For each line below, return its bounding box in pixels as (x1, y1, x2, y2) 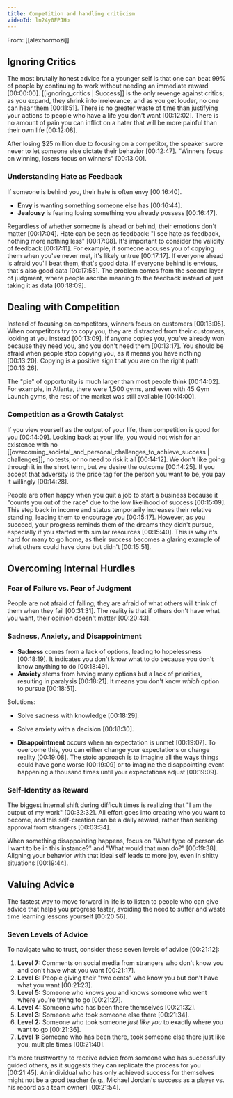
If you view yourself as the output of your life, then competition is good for (7, 425, 220, 433)
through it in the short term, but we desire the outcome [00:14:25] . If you (7, 462, 216, 470)
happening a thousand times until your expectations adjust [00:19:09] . (17, 767, 218, 776)
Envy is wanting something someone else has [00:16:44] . (17, 201, 182, 209)
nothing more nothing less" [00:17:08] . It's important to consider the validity (7, 237, 225, 245)
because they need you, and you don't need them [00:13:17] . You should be (7, 342, 224, 350)
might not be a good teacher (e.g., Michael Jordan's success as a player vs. (7, 1076, 225, 1084)
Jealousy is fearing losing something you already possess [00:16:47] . (17, 208, 218, 216)
